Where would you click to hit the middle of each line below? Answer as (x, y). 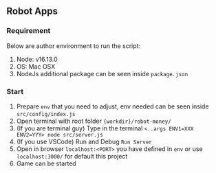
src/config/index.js (46, 114)
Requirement (29, 31)
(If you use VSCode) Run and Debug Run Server (84, 141)
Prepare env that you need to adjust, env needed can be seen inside (112, 106)
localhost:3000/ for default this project (72, 156)
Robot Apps (32, 11)
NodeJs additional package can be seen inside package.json (102, 73)
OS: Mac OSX (36, 66)
